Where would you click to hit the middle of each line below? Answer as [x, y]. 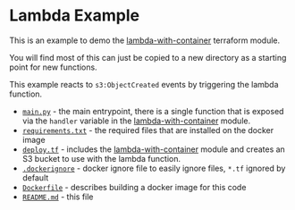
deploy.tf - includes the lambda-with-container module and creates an [154, 149]
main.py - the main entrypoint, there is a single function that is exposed [153, 111]
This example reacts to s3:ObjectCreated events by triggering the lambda [144, 84]
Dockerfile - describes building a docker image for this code [134, 187]
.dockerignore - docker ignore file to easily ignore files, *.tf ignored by [154, 168]
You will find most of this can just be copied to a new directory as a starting [148, 57]
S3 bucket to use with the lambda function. [101, 158]
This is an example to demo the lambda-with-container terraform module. [145, 40]
